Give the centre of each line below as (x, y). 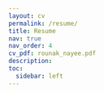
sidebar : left (39, 76)
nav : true (25, 38)
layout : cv (27, 16)
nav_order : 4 (30, 46)
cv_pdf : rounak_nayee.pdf (52, 53)
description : (30, 61)
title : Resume (32, 31)
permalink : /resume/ (43, 23)
